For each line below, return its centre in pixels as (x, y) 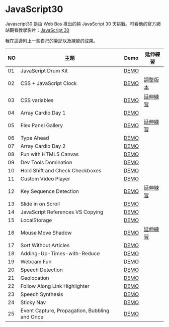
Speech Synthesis (42, 294)
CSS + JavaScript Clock (49, 83)
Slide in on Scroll (40, 203)
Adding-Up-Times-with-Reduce (60, 253)
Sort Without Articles (45, 245)
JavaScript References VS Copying (62, 212)
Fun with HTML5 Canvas (50, 154)
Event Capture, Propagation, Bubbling (65, 310)
